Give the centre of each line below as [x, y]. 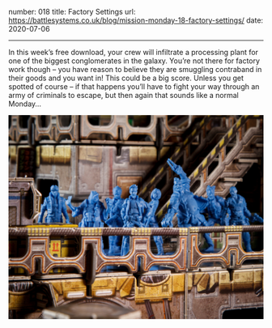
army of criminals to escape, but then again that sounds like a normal [123, 95]
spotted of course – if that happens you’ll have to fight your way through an [134, 87]
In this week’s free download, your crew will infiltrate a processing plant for [134, 52]
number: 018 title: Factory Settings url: [72, 12]
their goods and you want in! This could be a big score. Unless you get [126, 78]
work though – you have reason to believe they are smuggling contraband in [135, 69]
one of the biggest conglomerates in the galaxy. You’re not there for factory [134, 61]
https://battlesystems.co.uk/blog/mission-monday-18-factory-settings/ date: [136, 20]
